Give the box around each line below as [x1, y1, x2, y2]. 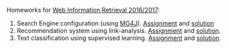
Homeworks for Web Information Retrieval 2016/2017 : [6, 6, 160, 14]
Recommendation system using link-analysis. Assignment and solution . [16, 27, 221, 35]
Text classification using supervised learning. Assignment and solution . [16, 34, 221, 42]
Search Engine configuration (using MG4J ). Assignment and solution [16, 19, 214, 27]
